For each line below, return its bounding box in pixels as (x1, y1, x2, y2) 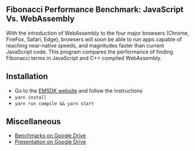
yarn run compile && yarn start (14, 100, 94, 106)
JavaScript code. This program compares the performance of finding (6, 48, 173, 55)
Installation (6, 72, 48, 82)
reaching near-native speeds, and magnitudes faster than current (6, 42, 164, 49)
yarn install (14, 94, 47, 100)
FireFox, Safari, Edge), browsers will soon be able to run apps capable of (6, 35, 182, 43)
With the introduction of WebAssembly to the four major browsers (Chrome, (6, 29, 189, 36)
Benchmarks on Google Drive (14, 132, 86, 139)
